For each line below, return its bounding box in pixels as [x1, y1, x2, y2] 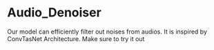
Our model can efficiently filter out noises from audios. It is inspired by [7, 27, 208, 36]
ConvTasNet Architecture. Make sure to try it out [7, 34, 145, 42]
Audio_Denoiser [7, 5, 101, 21]
